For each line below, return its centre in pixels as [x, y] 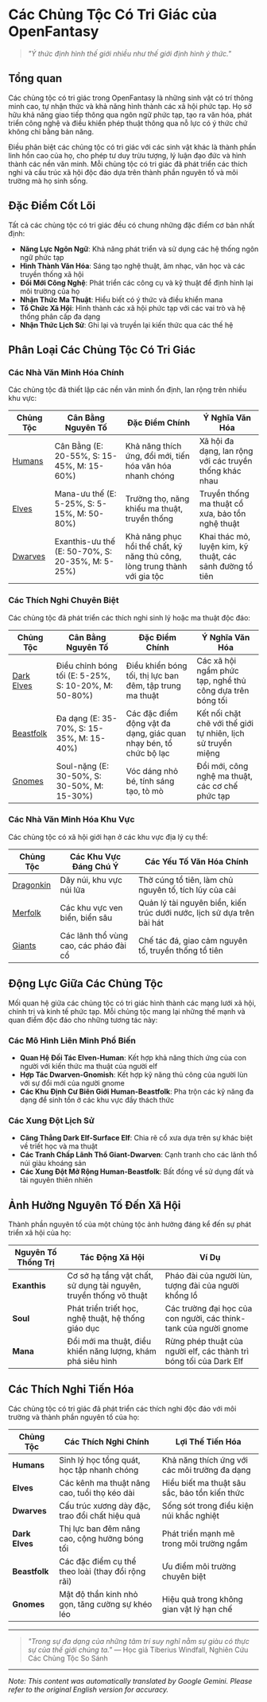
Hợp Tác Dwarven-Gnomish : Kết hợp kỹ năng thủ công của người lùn [133, 1074]
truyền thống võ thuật [107, 1296]
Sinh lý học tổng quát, [100, 1459]
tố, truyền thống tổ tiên [181, 950]
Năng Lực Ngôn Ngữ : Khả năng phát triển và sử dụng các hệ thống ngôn [139, 249]
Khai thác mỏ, [225, 537]
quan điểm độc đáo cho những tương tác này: [83, 1020]
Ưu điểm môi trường [199, 1566]
